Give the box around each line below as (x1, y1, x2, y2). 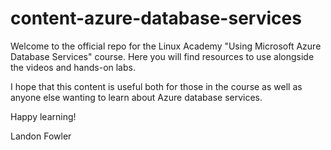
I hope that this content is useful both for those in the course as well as (10, 80, 303, 92)
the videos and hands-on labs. (10, 61, 136, 73)
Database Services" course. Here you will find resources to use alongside (10, 50, 315, 62)
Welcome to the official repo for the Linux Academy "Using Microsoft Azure (10, 40, 322, 52)
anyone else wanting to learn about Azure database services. (10, 91, 263, 103)
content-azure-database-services (10, 7, 302, 30)
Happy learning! (10, 110, 77, 122)
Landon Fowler (10, 130, 72, 142)
